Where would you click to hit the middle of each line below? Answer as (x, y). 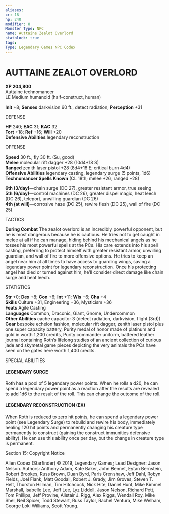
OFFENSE (15, 147)
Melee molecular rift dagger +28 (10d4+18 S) (52, 162)
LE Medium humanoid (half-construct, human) (53, 97)
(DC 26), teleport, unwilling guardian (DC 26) (52, 199)
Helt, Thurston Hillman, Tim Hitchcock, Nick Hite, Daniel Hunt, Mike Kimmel (83, 484)
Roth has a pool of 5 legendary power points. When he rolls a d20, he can (82, 383)
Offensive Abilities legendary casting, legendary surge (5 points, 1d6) (78, 173)
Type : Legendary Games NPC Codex (40, 47)
